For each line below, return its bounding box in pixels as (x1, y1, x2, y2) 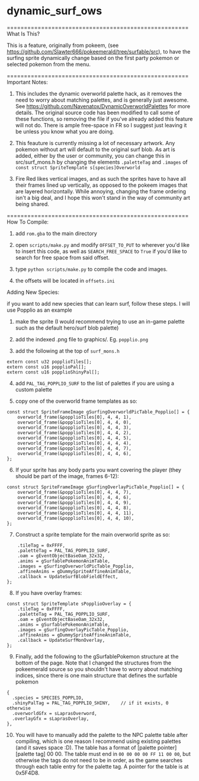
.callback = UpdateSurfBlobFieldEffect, (17, 573, 118, 579)
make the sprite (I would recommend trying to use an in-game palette (15, 318, 185, 325)
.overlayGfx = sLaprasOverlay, (12, 716, 89, 722)
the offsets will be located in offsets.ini (15, 277, 115, 284)
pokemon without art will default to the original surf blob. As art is (15, 146, 175, 153)
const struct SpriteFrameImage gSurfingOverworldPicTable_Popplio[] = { (7, 409, 190, 415)
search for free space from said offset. (15, 254, 110, 261)
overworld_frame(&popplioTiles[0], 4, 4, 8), (17, 504, 132, 511)
